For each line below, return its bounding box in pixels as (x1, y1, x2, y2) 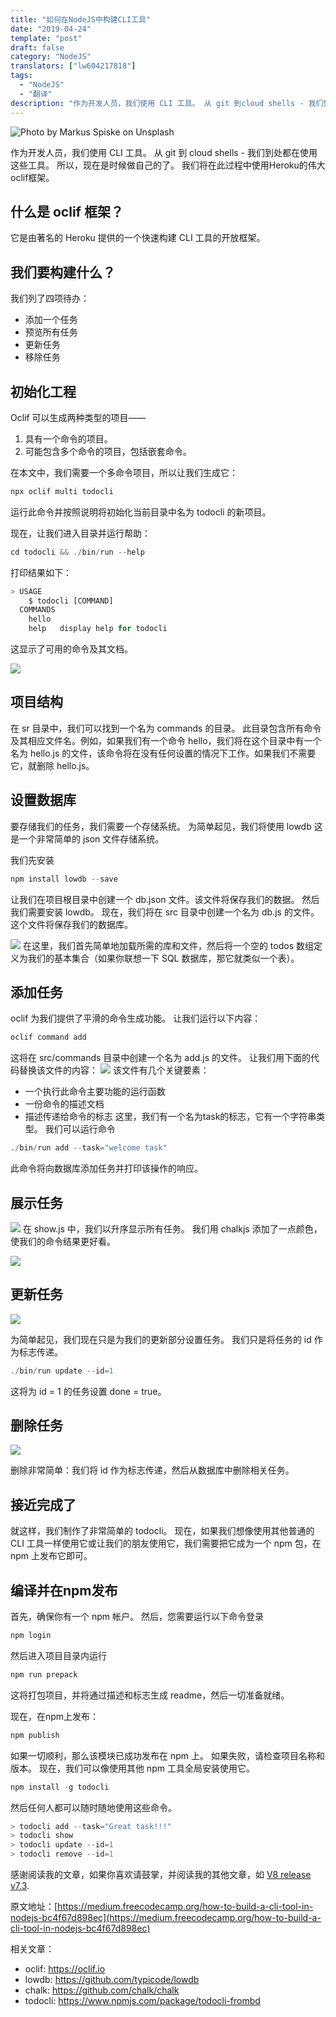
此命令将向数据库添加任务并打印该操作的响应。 (10, 1162, 203, 1175)
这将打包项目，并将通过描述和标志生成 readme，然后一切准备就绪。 (10, 1689, 290, 1701)
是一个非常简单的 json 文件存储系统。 (10, 832, 165, 845)
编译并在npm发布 (10, 1582, 118, 1599)
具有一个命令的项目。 (24, 432, 113, 445)
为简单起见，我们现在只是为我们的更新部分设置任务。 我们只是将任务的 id (10, 1333, 312, 1345)
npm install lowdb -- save (10, 874, 118, 884)
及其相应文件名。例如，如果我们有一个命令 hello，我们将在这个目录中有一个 (10, 734, 322, 746)
